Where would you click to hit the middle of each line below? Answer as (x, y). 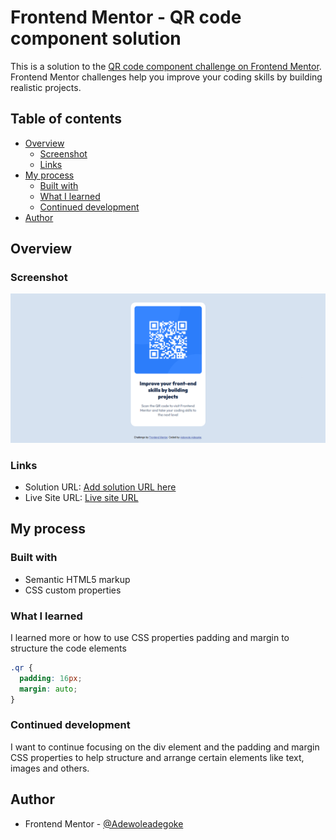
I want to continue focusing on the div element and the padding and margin (165, 747)
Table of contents (66, 119)
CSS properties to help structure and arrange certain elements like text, (157, 757)
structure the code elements (68, 648)
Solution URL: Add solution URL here (100, 487)
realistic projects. (46, 87)
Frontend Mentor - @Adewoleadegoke (104, 823)
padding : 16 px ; (51, 678)
